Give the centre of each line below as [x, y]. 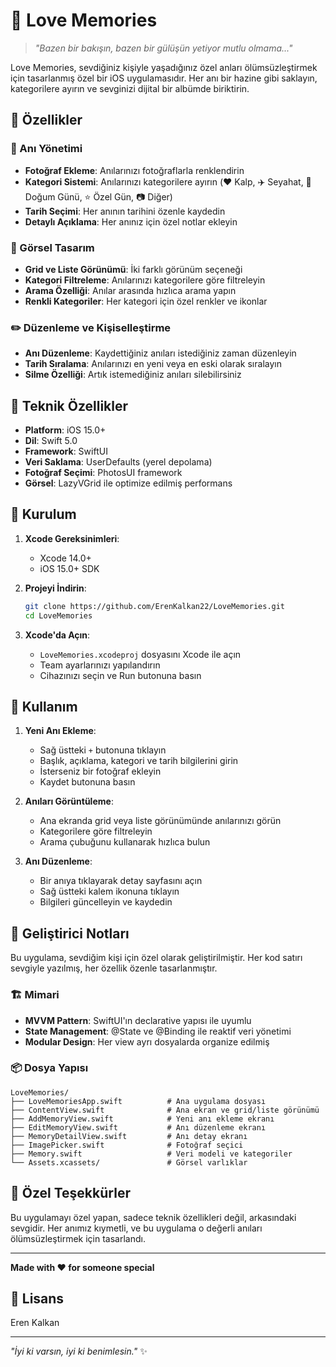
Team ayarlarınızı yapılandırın [100, 665]
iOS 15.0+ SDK [69, 568]
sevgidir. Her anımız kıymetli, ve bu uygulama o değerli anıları [136, 1228]
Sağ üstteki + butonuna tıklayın [103, 750]
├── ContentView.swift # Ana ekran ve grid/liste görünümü [165, 1110]
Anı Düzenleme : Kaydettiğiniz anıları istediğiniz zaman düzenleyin [160, 353]
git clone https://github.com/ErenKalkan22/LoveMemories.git [155, 606]
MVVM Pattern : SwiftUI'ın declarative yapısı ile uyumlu [138, 1020]
